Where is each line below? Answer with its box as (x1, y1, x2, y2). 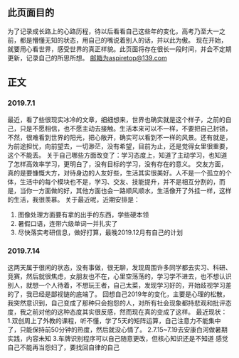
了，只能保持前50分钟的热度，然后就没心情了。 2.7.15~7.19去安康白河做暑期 (7, 325, 228, 334)
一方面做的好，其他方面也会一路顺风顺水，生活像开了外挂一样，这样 (31, 186, 232, 195)
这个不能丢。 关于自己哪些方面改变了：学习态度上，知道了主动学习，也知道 (7, 151, 228, 159)
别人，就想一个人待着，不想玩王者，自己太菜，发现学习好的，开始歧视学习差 (7, 281, 232, 289)
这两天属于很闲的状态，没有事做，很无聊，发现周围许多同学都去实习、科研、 (7, 263, 232, 271)
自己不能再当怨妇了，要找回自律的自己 (7, 343, 119, 352)
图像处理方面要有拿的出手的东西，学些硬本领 (17, 210, 149, 219)
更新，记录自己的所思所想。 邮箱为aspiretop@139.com (7, 53, 167, 62)
